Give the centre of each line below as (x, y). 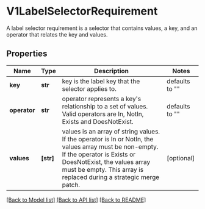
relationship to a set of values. (105, 106)
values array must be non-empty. (110, 146)
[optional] (181, 158)
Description (112, 71)
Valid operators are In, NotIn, (103, 114)
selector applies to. (89, 88)
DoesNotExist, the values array (106, 161)
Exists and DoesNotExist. (98, 121)
